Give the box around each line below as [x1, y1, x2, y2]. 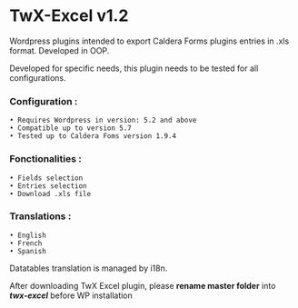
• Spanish [9, 246, 47, 255]
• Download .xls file [9, 189, 92, 198]
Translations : [9, 210, 72, 223]
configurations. [9, 72, 66, 83]
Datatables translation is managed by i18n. [9, 263, 168, 273]
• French [9, 238, 43, 248]
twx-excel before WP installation [9, 290, 134, 301]
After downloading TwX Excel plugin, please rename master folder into [9, 280, 276, 291]
